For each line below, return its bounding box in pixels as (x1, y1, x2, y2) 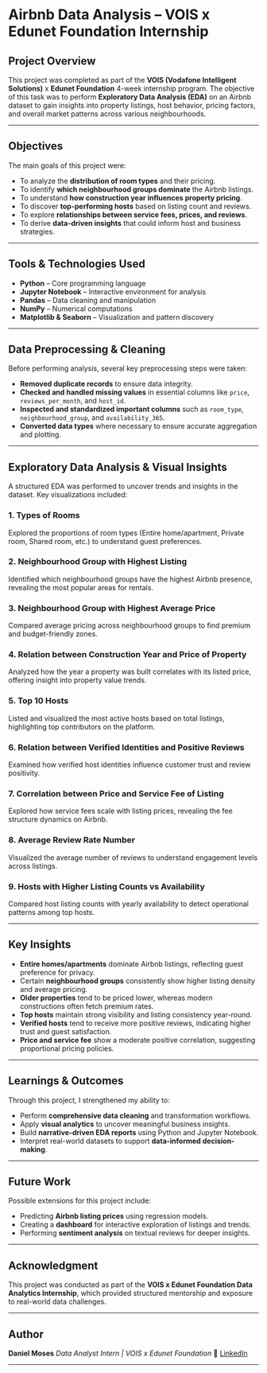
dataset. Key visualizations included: (8, 490, 128, 500)
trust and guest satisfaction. (19, 1026, 112, 1036)
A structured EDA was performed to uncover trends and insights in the (8, 481, 238, 491)
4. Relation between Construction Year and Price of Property (8, 649, 247, 660)
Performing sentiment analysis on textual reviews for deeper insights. (19, 1228, 250, 1238)
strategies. (19, 227, 56, 236)
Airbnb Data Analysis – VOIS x (8, 6, 211, 24)
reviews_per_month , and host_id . (19, 396, 126, 406)
